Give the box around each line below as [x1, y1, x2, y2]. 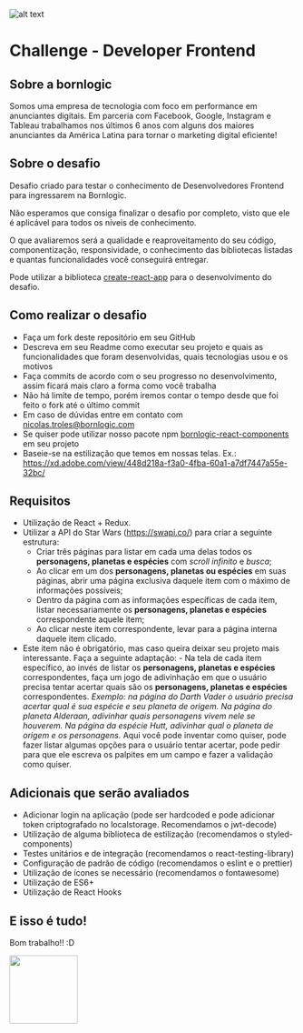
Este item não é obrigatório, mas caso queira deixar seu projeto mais [22, 643, 279, 654]
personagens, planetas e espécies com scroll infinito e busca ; [35, 556, 272, 567]
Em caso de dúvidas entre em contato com [22, 409, 183, 420]
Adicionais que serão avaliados [9, 785, 190, 800]
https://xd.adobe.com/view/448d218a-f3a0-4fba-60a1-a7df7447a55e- [22, 457, 288, 468]
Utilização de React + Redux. [22, 517, 132, 528]
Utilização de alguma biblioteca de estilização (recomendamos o [22, 828, 265, 840]
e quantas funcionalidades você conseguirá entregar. [9, 254, 209, 265]
